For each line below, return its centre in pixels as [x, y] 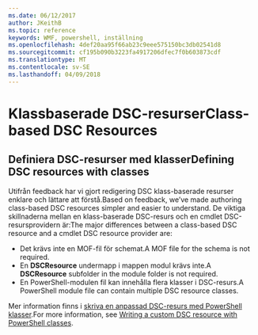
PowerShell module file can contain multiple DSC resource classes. [129, 291]
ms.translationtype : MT [47, 60]
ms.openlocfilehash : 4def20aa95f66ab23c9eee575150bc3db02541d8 [115, 45]
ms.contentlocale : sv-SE [49, 67]
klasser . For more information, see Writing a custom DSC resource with [123, 314]
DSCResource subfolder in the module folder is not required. [119, 273]
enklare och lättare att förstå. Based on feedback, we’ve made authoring [125, 200]
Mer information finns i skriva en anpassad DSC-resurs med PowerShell [125, 306]
